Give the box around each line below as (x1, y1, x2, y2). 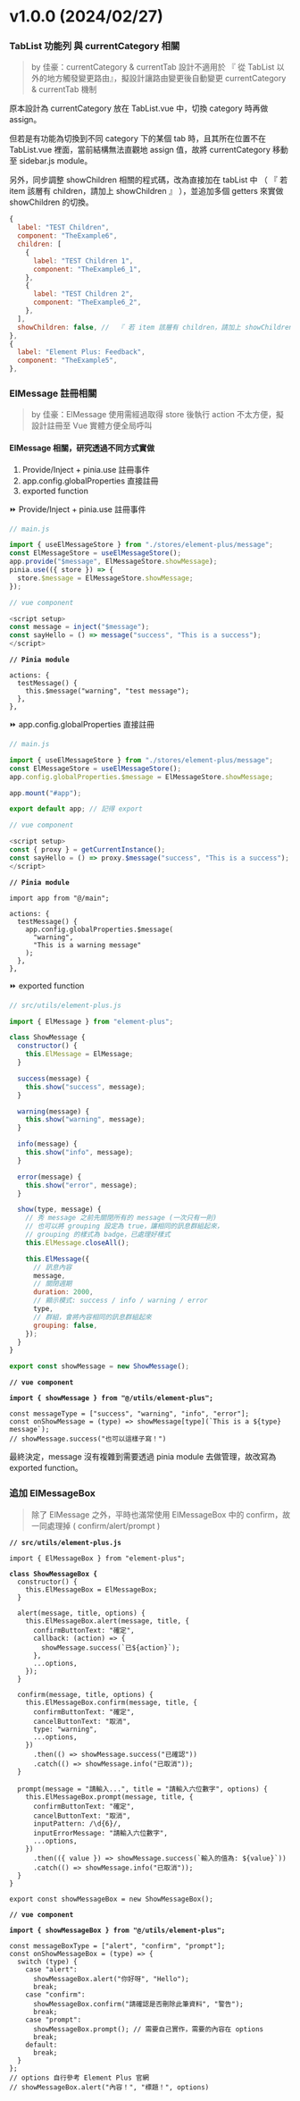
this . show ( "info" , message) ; (25, 1148, 134, 1157)
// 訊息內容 (32, 1263, 72, 1272)
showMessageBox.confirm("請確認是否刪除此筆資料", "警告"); (32, 1999, 244, 2008)
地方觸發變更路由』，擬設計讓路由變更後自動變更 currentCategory (46, 73, 287, 84)
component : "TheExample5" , (17, 356, 118, 366)
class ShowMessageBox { (9, 1569, 98, 1578)
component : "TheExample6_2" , (32, 298, 142, 307)
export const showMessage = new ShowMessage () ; (9, 1362, 190, 1371)
